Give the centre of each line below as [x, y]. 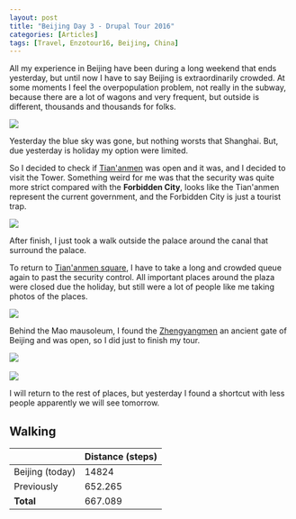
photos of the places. [49, 296]
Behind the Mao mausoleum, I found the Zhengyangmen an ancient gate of [148, 331]
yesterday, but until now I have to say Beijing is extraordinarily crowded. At [147, 78]
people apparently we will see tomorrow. [85, 403]
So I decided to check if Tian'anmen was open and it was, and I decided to [148, 168]
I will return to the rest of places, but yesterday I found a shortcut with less [147, 394]
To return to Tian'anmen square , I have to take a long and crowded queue [145, 268]
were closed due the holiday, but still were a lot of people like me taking [142, 287]
